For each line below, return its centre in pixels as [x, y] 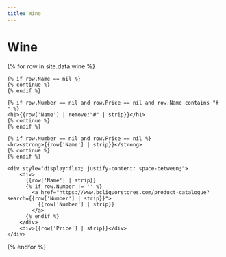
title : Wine [24, 13]
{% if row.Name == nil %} [44, 79]
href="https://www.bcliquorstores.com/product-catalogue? [125, 192]
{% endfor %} [27, 247]
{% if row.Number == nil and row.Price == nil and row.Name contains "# [113, 103]
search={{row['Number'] [41, 198]
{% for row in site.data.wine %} [51, 66]
